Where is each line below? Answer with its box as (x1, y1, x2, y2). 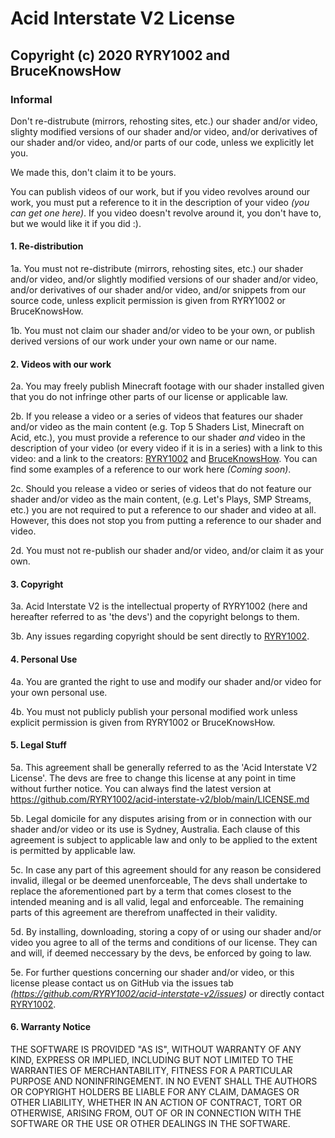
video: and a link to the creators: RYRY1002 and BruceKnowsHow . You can (10, 453, 318, 465)
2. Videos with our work (10, 358, 112, 370)
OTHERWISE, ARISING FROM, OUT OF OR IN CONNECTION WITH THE (10, 1107, 302, 1119)
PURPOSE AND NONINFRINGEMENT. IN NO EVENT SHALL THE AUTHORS (10, 1075, 318, 1087)
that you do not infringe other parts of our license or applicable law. (10, 391, 288, 403)
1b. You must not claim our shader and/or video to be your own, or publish (10, 325, 316, 337)
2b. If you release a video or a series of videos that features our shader (10, 410, 303, 422)
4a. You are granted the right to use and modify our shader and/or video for (10, 675, 322, 687)
